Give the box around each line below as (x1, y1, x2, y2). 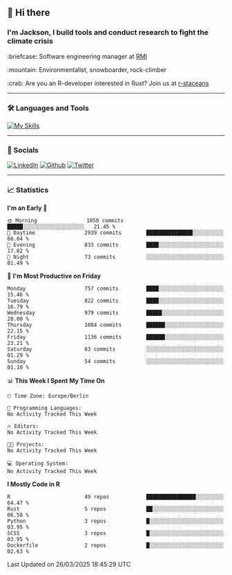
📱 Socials (7, 145, 39, 154)
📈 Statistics (7, 185, 49, 195)
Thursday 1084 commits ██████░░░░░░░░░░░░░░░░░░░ (7, 321, 224, 328)
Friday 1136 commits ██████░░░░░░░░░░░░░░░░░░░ (7, 333, 224, 340)
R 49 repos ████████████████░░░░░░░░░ (7, 493, 224, 500)
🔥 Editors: (7, 423, 39, 430)
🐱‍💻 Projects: (7, 441, 45, 448)
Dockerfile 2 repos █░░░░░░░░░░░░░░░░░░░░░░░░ (7, 542, 224, 549)
